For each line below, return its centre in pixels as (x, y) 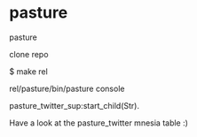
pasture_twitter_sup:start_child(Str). (75, 105)
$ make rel (29, 71)
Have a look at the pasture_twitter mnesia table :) (99, 123)
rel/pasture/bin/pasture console (67, 88)
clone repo (29, 54)
